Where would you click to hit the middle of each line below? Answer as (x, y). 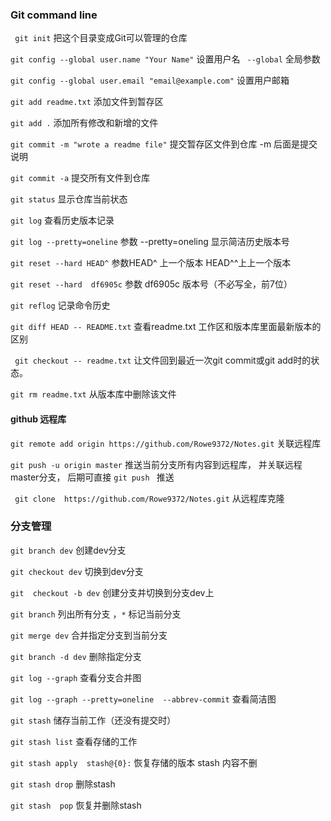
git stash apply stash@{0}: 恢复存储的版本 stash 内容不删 (134, 762)
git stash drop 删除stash (63, 784)
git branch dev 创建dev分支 (68, 550)
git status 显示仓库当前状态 (69, 199)
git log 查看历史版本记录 (62, 220)
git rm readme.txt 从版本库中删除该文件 (93, 394)
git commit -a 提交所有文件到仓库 (80, 178)
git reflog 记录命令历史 (60, 305)
